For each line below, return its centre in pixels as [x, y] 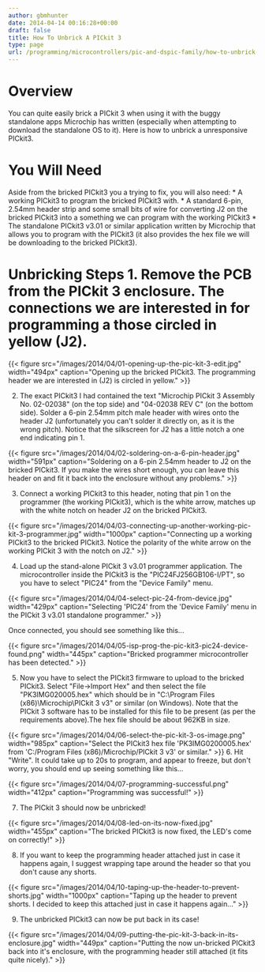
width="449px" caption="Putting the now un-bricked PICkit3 [157, 943]
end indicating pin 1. [52, 437]
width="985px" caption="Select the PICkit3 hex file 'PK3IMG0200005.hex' [130, 743]
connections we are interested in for [129, 308]
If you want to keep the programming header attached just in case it [130, 855]
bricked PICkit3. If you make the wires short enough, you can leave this [124, 469]
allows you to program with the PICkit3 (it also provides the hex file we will [129, 234]
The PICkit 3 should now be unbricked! [83, 808]
